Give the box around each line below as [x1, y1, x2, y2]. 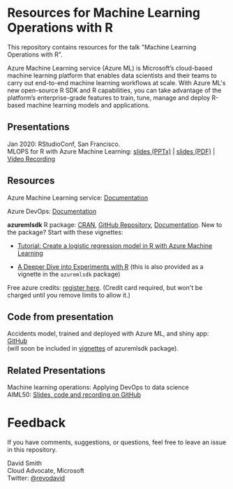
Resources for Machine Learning [7, 5, 201, 21]
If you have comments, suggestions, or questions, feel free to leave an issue [7, 438, 227, 446]
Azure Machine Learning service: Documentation [7, 194, 149, 202]
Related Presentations [7, 365, 106, 377]
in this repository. [7, 446, 57, 454]
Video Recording [7, 154, 56, 163]
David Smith [7, 459, 43, 467]
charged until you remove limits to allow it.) [7, 291, 131, 299]
